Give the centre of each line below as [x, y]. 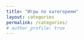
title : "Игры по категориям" [42, 11]
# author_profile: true [36, 28]
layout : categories [30, 17]
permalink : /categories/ [37, 22]
